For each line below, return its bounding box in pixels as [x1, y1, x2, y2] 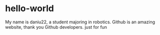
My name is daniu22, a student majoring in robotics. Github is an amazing [5, 19, 155, 25]
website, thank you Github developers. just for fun [5, 24, 107, 30]
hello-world [5, 3, 54, 14]
